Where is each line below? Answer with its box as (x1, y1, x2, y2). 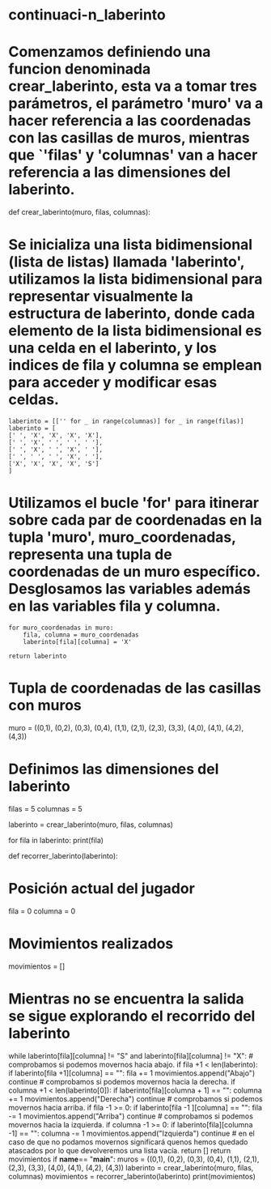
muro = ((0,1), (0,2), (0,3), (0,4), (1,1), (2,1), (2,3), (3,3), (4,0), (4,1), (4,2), (8, 722, 244, 732)
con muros (8, 697, 83, 714)
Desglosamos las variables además (8, 580, 251, 599)
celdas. (8, 390, 59, 409)
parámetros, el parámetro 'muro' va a (8, 95, 264, 113)
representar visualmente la (8, 288, 194, 305)
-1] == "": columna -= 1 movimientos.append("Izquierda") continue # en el (8, 1128, 255, 1138)
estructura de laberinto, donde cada (8, 305, 256, 323)
